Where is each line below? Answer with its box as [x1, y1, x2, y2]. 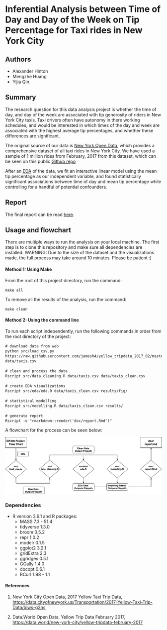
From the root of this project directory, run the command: [5, 277, 122, 283]
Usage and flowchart [5, 226, 72, 234]
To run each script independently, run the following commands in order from [5, 328, 162, 334]
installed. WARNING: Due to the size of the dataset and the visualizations [5, 250, 154, 256]
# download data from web [5, 343, 59, 349]
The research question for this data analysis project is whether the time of [5, 106, 157, 112]
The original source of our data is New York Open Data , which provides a [5, 142, 155, 148]
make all [5, 288, 23, 293]
